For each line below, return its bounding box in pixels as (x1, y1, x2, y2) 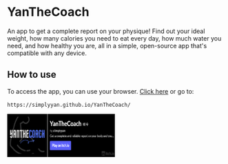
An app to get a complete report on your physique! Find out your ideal (7, 27, 205, 35)
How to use (7, 69, 56, 81)
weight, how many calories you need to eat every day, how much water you (7, 34, 222, 42)
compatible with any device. (7, 49, 87, 57)
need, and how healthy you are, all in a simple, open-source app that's (7, 41, 207, 50)
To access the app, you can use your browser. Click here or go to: (7, 87, 194, 95)
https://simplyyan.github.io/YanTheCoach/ (7, 101, 131, 108)
